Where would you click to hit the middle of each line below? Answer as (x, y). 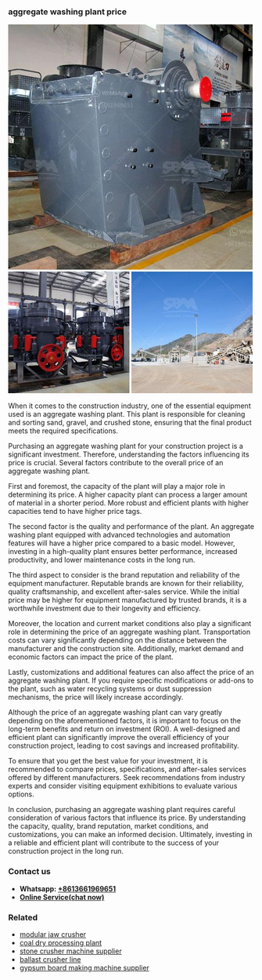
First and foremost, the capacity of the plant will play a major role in (117, 486)
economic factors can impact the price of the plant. (91, 657)
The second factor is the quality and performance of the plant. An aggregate (131, 526)
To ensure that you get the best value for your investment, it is (108, 761)
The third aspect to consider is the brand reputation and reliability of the (124, 575)
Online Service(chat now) (62, 897)
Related (23, 917)
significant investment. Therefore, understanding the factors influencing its (129, 454)
